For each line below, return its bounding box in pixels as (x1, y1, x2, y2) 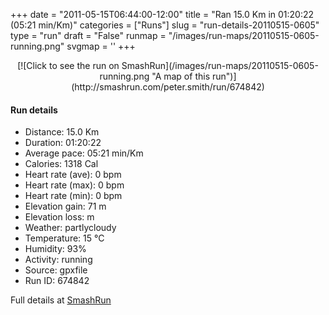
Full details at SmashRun (10, 294, 112, 306)
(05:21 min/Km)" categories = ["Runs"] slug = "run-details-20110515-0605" (10, 19, 320, 31)
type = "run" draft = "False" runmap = (10, 30, 167, 41)
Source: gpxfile (24, 264, 88, 276)
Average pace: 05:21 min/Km (24, 147, 144, 159)
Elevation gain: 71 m (24, 200, 107, 213)
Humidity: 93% (24, 243, 87, 255)
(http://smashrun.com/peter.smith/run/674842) (71, 81, 265, 93)
